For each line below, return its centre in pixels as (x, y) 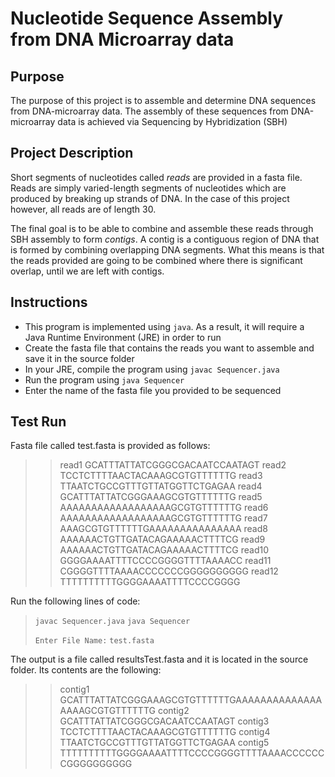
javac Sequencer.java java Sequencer (112, 622)
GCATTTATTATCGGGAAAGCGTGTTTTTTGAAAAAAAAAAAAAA (191, 700)
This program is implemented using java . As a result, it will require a (164, 326)
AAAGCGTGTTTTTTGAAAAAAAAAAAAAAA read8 (163, 529)
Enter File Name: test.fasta (94, 641)
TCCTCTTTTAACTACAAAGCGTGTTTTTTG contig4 (165, 732)
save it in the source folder (79, 358)
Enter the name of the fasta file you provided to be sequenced (153, 390)
